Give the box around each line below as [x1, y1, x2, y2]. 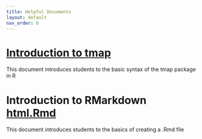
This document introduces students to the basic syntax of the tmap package [6, 66, 196, 73]
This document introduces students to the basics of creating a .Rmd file [6, 126, 185, 133]
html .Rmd [6, 106, 56, 120]
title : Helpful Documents [6, 8, 71, 15]
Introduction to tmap [6, 46, 112, 60]
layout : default [6, 14, 47, 20]
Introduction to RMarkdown [6, 93, 147, 107]
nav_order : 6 [6, 20, 39, 26]
